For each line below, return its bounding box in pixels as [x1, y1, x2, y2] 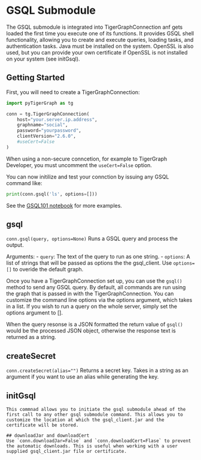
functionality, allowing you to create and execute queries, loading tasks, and [6, 36, 194, 43]
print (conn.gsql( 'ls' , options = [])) [6, 191, 98, 197]
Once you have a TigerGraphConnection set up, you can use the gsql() [6, 277, 182, 285]
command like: [6, 179, 42, 186]
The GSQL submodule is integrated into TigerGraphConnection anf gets [6, 23, 183, 31]
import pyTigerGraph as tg [6, 100, 74, 106]
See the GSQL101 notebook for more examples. [6, 202, 123, 209]
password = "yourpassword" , [17, 128, 82, 134]
